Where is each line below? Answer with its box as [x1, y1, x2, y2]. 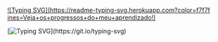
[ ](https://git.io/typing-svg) [7, 27, 127, 35]
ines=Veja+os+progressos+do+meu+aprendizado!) [7, 13, 156, 22]
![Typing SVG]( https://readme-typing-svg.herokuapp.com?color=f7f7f [7, 6, 211, 14]
